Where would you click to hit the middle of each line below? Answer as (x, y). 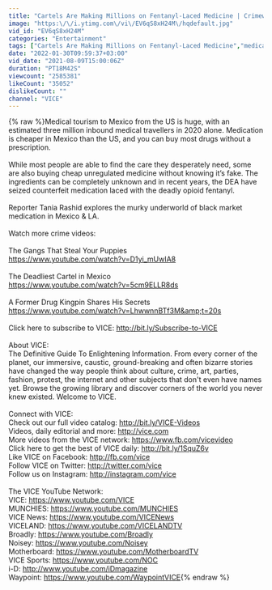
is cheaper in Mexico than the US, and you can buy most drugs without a (130, 139)
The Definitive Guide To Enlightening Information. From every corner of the (133, 354)
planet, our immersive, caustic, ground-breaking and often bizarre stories (131, 363)
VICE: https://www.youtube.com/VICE (72, 500)
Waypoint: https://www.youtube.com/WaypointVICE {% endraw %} (119, 577)
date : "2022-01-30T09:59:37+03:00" (68, 53)
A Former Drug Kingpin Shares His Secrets (79, 302)
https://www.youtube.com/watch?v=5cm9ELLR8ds (93, 285)
